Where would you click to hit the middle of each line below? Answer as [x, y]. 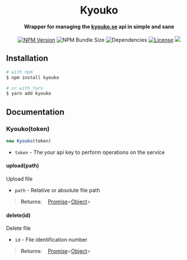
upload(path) [23, 166]
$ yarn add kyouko [29, 94]
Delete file [19, 228]
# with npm [19, 72]
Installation [27, 59]
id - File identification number [51, 240]
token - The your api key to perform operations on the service [90, 152]
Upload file [19, 179]
